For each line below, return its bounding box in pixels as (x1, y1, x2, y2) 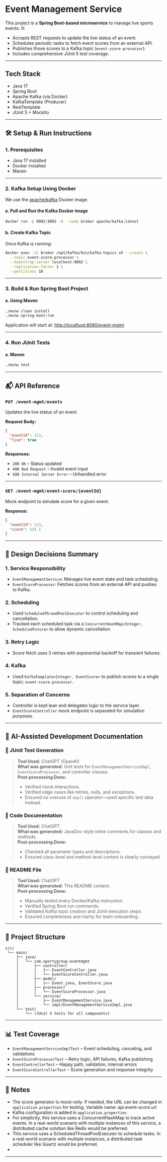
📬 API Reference (5, 382, 60, 390)
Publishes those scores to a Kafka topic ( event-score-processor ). (12, 45, 146, 51)
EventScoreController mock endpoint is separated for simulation (12, 708, 145, 714)
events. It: (5, 25, 26, 31)
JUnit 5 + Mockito (12, 109, 49, 115)
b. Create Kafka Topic (5, 230, 51, 235)
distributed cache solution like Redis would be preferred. (12, 1125, 128, 1131)
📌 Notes (5, 1085, 30, 1094)
